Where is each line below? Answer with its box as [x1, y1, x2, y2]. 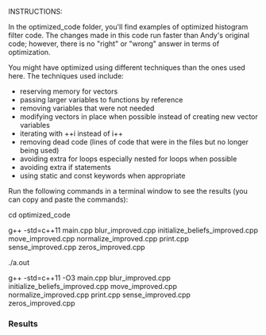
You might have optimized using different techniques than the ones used [8, 63, 246, 72]
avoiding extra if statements [19, 163, 111, 171]
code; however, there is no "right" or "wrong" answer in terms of [8, 39, 220, 48]
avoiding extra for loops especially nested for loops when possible [19, 154, 237, 164]
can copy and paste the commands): [8, 194, 129, 204]
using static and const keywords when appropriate [19, 171, 186, 180]
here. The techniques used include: [8, 71, 125, 80]
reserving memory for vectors [19, 87, 118, 96]
